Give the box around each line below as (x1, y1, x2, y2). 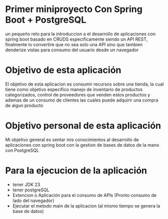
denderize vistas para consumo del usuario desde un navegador (5, 47, 139, 53)
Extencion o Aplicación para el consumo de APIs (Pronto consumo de (12, 192, 157, 198)
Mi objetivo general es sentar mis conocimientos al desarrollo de (5, 137, 139, 143)
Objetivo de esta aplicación (5, 64, 122, 76)
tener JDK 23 (12, 181, 40, 187)
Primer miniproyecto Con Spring (5, 4, 143, 15)
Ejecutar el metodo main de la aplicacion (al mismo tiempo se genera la (12, 202, 160, 209)
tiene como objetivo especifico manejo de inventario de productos (5, 86, 143, 92)
